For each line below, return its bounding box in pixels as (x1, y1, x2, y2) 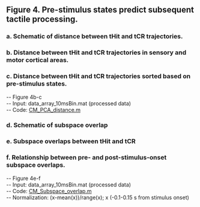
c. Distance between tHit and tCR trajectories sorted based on (6, 72, 191, 81)
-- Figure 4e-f (6, 175, 41, 182)
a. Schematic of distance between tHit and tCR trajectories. (6, 32, 183, 41)
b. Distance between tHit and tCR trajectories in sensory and (6, 48, 187, 57)
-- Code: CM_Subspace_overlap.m (6, 187, 92, 194)
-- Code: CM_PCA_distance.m (6, 106, 81, 113)
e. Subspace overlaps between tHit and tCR (6, 137, 136, 146)
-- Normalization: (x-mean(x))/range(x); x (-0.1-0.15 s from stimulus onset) (6, 194, 189, 201)
